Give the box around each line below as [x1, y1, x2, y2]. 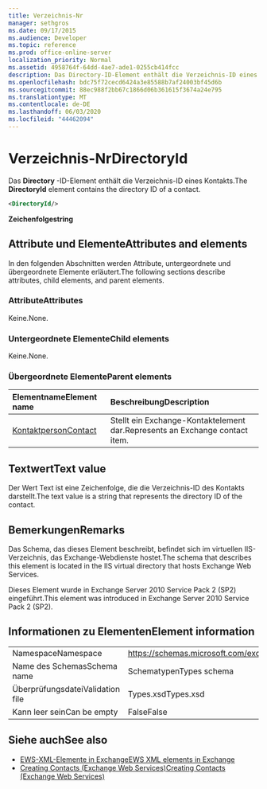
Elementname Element [12, 392, 98, 403]
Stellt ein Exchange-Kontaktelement [110, 415, 246, 426]
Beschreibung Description [110, 396, 210, 408]
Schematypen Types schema [127, 666, 234, 677]
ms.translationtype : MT [8, 93, 87, 101]
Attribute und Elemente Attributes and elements [8, 237, 248, 251]
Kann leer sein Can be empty [12, 706, 118, 717]
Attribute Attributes [8, 295, 83, 307]
